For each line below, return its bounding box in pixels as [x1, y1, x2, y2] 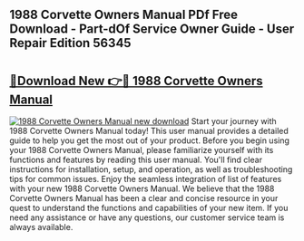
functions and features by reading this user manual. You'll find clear [9, 154, 263, 165]
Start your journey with [191, 116, 277, 126]
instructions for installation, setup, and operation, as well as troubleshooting [9, 164, 293, 175]
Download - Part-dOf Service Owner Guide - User [9, 22, 295, 37]
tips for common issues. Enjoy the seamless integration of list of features [9, 174, 282, 184]
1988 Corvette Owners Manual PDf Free [9, 7, 239, 23]
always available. [9, 222, 74, 232]
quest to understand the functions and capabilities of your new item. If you [9, 203, 289, 213]
